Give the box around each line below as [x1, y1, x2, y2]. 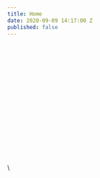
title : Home [7, 10, 42, 18]
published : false [7, 23, 58, 30]
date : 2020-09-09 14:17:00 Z [7, 17, 93, 24]
